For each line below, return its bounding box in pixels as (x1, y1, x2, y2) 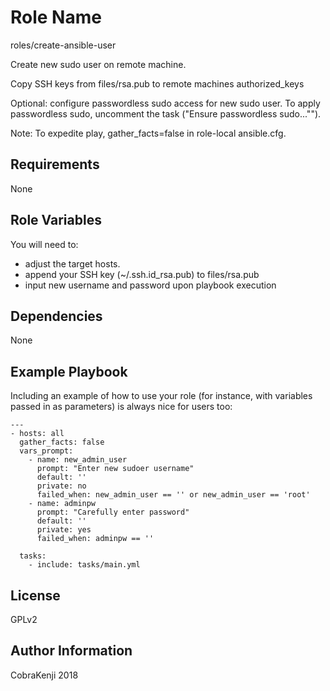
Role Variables (10, 212, 102, 229)
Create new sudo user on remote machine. (10, 58, 187, 70)
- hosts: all (10, 429, 65, 439)
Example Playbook (10, 363, 128, 380)
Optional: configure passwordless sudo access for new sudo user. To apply (10, 97, 321, 109)
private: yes (36, 525, 92, 535)
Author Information (10, 642, 133, 660)
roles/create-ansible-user (10, 39, 117, 51)
